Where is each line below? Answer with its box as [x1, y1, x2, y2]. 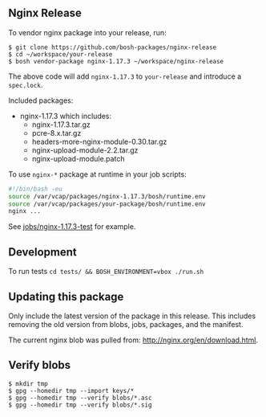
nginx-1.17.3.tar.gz [31, 120, 91, 129]
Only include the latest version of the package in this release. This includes [8, 311, 256, 321]
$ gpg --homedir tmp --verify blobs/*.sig [8, 401, 152, 409]
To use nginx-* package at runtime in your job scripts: [8, 169, 187, 179]
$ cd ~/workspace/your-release [8, 50, 113, 59]
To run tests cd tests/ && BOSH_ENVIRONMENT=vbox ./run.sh [8, 267, 204, 276]
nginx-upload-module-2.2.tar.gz [31, 145, 139, 155]
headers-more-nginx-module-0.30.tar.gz [31, 137, 167, 146]
